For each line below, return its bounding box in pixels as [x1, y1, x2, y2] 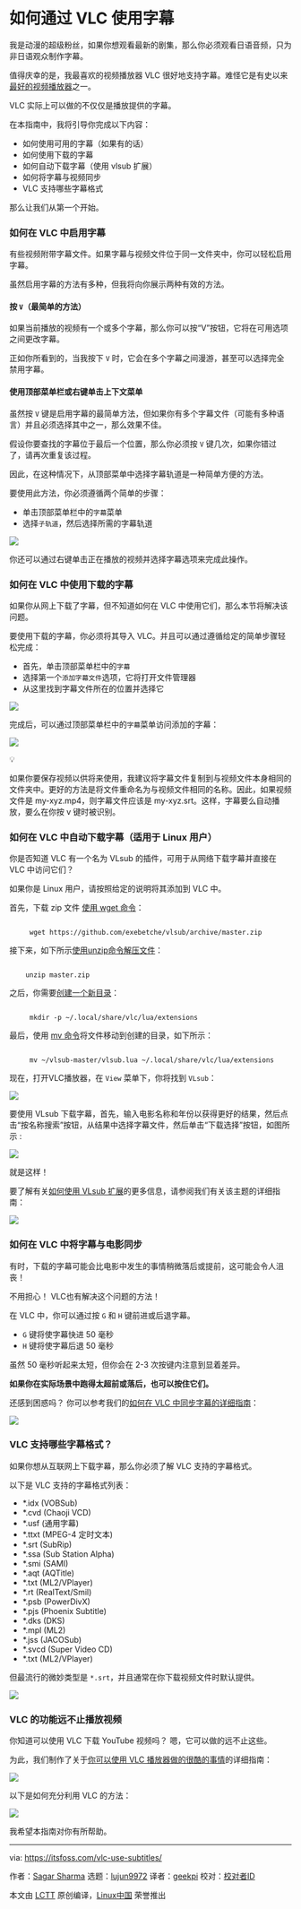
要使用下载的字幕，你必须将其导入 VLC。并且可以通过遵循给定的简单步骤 [9, 630, 279, 641]
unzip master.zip [25, 971, 90, 980]
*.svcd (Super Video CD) [21, 1644, 114, 1654]
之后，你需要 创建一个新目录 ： [9, 988, 119, 998]
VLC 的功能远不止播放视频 [9, 1713, 123, 1725]
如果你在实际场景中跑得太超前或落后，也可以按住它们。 [9, 1378, 213, 1389]
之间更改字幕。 [9, 333, 64, 345]
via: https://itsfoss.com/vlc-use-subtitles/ [9, 1853, 163, 1863]
